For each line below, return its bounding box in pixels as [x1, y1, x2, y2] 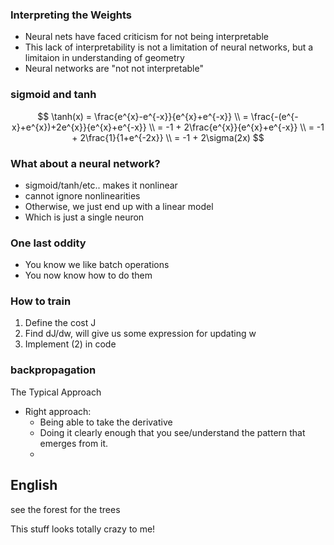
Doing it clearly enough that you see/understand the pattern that [39, 426, 306, 438]
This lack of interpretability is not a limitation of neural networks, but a [24, 41, 314, 53]
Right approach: [24, 405, 92, 417]
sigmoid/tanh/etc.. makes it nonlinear [24, 179, 178, 191]
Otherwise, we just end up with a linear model [24, 200, 214, 212]
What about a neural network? [10, 156, 161, 170]
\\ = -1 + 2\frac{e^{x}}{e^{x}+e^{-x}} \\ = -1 [148, 121, 325, 133]
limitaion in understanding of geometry [24, 52, 185, 64]
